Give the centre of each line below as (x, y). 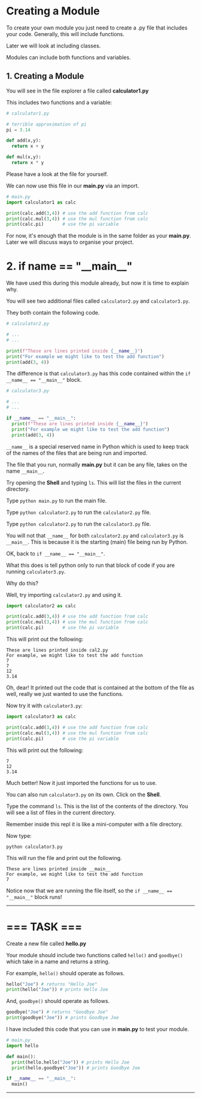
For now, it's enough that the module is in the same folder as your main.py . (99, 236)
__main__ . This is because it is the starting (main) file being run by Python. (97, 542)
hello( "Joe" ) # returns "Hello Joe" (52, 984)
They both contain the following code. (53, 313)
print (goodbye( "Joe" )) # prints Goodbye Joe (63, 1018)
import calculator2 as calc (41, 606)
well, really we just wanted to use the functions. (65, 694)
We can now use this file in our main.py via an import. (73, 186)
